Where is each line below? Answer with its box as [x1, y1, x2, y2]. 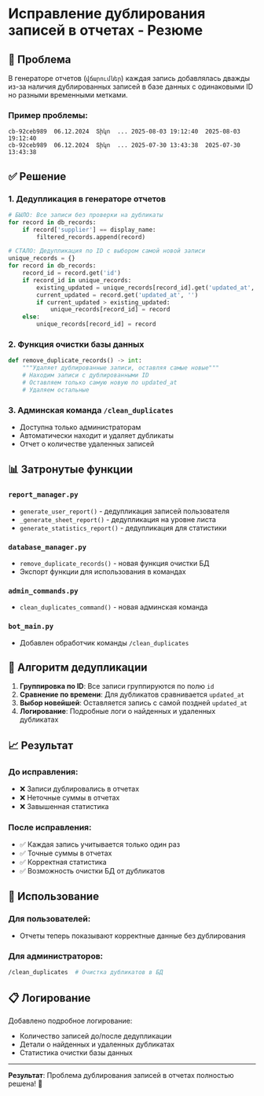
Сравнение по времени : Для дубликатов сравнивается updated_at [19, 690, 245, 700]
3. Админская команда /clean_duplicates [8, 404, 174, 415]
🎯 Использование [8, 889, 100, 903]
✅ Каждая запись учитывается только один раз [19, 840, 181, 849]
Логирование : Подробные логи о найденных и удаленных [19, 707, 216, 716]
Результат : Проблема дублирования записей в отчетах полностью [8, 1071, 234, 1080]
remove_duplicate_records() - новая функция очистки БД [19, 559, 210, 568]
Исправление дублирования [8, 5, 206, 23]
